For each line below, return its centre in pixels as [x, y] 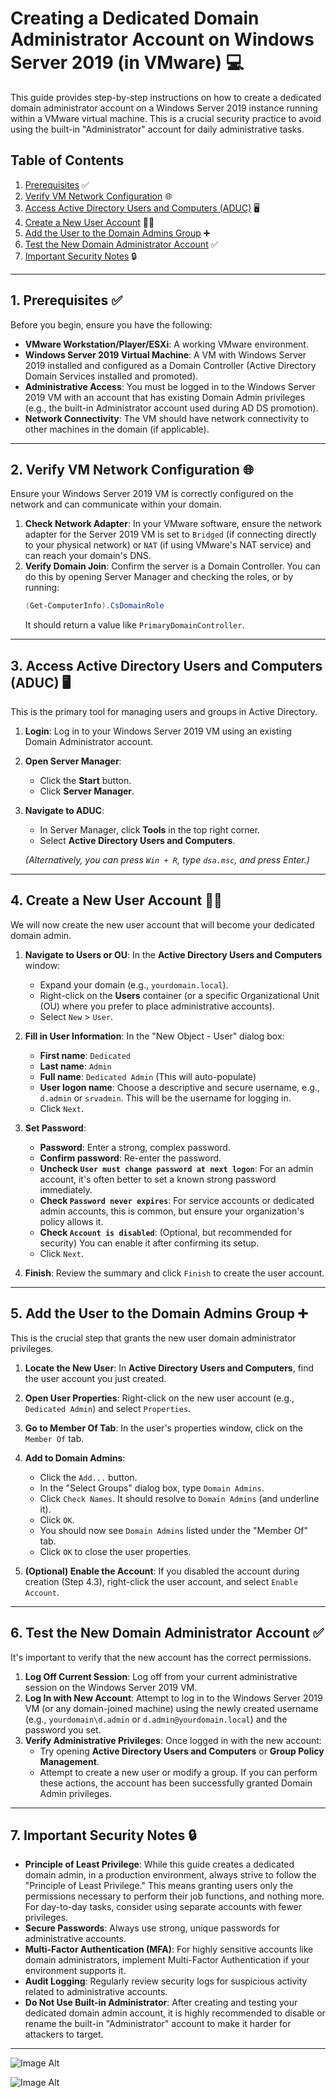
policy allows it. [71, 1221]
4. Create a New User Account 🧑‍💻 [116, 900]
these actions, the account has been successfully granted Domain [176, 1783]
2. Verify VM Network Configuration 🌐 [132, 469]
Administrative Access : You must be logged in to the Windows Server [170, 386]
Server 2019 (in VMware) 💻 [127, 63]
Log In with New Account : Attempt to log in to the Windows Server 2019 [173, 1698]
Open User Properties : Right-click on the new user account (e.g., [159, 1398]
